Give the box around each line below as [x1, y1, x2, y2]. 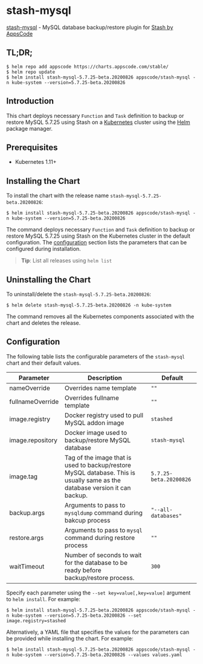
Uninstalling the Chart [6, 275, 91, 285]
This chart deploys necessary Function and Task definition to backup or [6, 112, 184, 119]
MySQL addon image [64, 418, 124, 427]
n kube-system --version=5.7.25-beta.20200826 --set [6, 612, 142, 619]
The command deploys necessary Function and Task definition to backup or [6, 226, 195, 233]
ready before [64, 566, 101, 574]
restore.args [9, 533, 44, 542]
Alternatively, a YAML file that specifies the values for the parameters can [6, 628, 189, 636]
